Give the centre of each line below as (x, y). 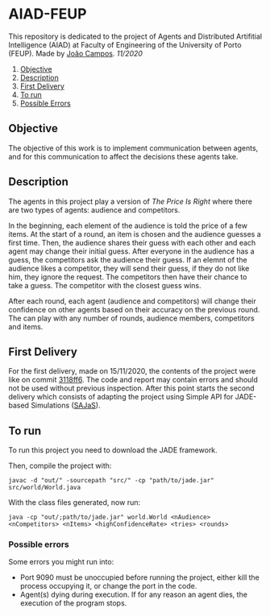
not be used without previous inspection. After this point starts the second (132, 388)
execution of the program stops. (73, 603)
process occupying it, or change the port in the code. (108, 586)
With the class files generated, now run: (75, 502)
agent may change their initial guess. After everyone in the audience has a (132, 251)
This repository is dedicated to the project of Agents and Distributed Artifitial (135, 36)
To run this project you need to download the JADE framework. (113, 450)
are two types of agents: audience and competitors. (94, 209)
